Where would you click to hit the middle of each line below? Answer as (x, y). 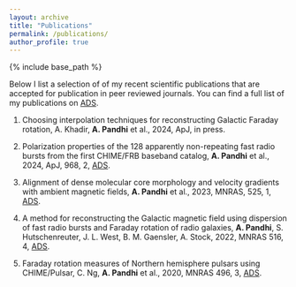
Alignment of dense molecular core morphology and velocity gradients (151, 183)
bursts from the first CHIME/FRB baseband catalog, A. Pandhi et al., (145, 156)
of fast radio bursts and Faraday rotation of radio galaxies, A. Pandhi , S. (153, 228)
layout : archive (39, 17)
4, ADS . (36, 246)
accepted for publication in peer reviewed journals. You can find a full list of (147, 94)
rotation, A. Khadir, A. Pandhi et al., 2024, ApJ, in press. (123, 130)
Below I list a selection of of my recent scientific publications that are (135, 84)
